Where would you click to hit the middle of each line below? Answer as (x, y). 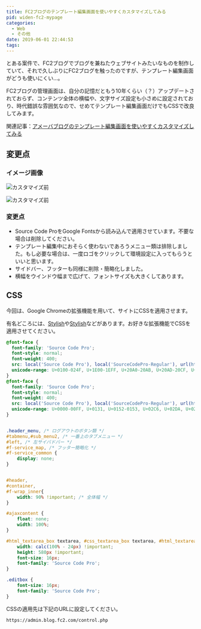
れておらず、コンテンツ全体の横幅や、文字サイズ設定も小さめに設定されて (97, 98)
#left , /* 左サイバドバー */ (39, 442)
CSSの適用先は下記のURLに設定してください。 (64, 609)
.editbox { (20, 580)
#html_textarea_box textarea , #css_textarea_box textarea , (81, 541)
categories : (21, 23)
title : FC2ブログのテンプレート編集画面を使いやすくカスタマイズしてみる (86, 12)
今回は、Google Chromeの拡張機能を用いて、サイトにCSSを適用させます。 (99, 310)
